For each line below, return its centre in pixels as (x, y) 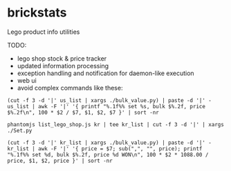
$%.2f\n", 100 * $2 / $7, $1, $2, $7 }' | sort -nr (83, 112)
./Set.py (20, 130)
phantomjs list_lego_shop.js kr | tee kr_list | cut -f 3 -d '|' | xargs (116, 124)
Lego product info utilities (44, 32)
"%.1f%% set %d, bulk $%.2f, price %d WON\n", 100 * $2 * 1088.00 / (108, 154)
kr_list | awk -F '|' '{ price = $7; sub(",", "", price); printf (105, 149)
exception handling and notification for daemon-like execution (106, 73)
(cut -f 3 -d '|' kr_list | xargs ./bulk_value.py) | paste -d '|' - (110, 143)
